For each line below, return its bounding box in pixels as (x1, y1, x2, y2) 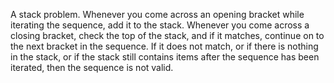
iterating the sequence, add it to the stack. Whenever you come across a (10, 19, 310, 31)
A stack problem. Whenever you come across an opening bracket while (10, 9, 305, 20)
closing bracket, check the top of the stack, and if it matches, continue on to (10, 30, 325, 41)
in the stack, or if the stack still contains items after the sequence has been (10, 51, 320, 63)
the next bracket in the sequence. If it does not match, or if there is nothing (10, 40, 319, 52)
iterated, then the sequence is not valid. (10, 62, 174, 73)
